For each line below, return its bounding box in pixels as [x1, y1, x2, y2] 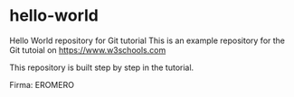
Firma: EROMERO [9, 79, 75, 90]
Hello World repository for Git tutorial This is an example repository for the [9, 35, 286, 46]
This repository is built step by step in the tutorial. [9, 62, 194, 73]
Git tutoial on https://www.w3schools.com [9, 44, 166, 55]
